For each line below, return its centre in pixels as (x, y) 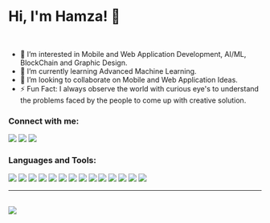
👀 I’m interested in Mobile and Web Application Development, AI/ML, (133, 54)
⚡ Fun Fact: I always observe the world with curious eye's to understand (139, 88)
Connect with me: (44, 121)
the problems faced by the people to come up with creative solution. (133, 100)
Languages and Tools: (52, 160)
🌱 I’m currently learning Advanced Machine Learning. (108, 71)
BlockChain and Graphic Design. (74, 63)
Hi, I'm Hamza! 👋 (64, 16)
